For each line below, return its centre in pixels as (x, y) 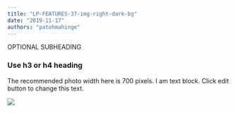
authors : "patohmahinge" (44, 27)
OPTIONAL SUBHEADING (45, 47)
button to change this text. (46, 88)
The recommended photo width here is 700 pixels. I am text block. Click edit (118, 81)
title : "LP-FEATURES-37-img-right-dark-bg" (72, 14)
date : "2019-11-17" (36, 20)
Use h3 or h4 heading (45, 66)
